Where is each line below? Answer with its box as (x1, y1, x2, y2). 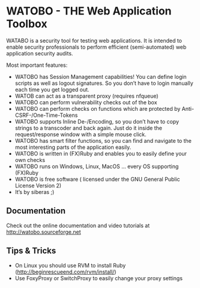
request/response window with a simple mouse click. (14, 131, 147, 138)
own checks (14, 156, 46, 163)
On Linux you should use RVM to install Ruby (14, 261, 126, 269)
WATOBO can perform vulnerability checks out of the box (14, 98, 157, 106)
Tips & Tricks (6, 246, 56, 256)
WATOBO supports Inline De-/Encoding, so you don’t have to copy (14, 117, 179, 125)
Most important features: (6, 61, 68, 69)
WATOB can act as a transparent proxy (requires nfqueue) (14, 92, 159, 99)
